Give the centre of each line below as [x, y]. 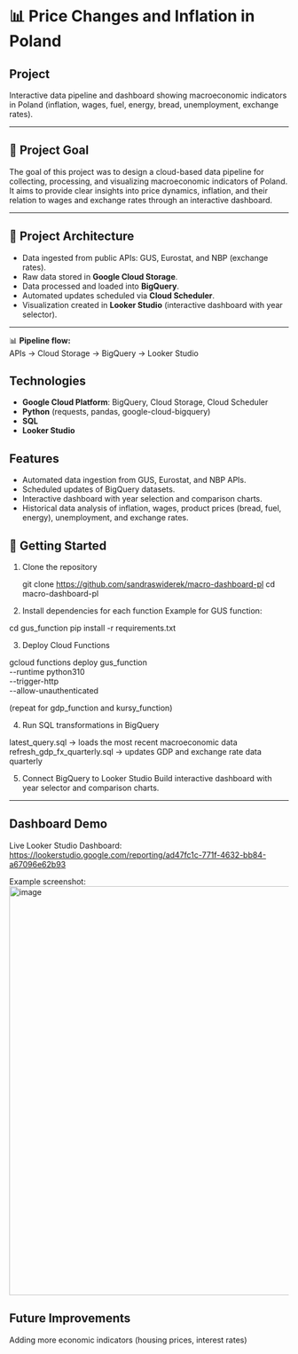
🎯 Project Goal [49, 150]
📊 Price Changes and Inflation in [132, 16]
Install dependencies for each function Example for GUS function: [142, 611]
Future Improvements [70, 1318]
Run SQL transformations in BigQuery [90, 725]
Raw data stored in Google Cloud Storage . [100, 276]
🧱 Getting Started [58, 546]
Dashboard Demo [59, 824]
